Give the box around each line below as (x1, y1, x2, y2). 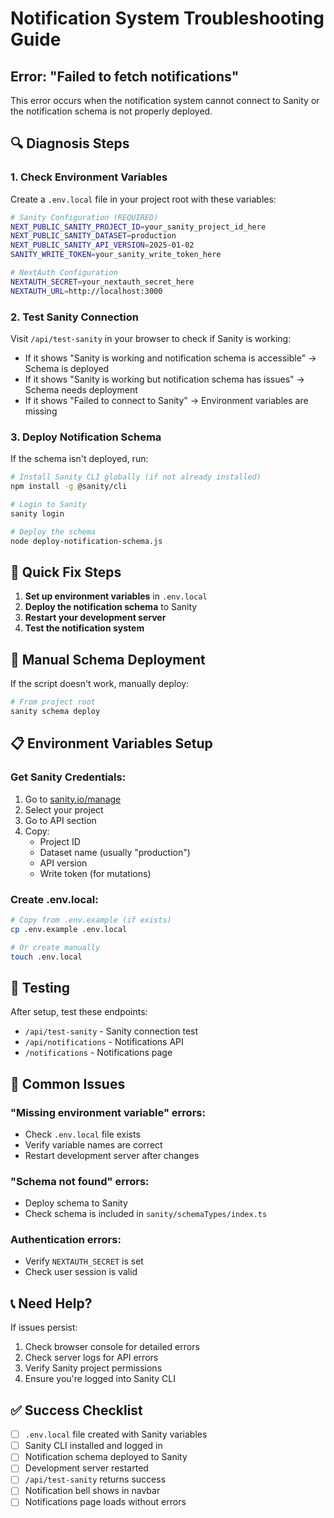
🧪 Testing (10, 979, 71, 996)
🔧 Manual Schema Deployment (10, 651, 206, 668)
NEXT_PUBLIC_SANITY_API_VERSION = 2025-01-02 (10, 240, 195, 251)
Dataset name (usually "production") (39, 846, 191, 858)
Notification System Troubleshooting (10, 7, 325, 30)
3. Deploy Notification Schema (10, 430, 162, 444)
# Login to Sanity (10, 500, 87, 510)
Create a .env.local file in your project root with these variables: (10, 193, 277, 205)
